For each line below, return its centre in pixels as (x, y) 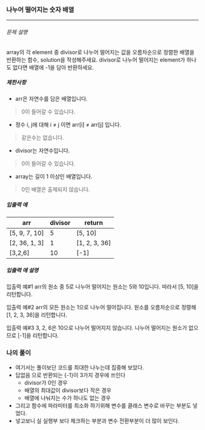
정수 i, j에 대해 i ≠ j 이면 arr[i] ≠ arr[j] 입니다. (68, 125)
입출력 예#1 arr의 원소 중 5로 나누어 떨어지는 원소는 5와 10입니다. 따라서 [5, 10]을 (103, 287)
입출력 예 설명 (22, 270)
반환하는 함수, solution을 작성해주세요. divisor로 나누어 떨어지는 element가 (96, 60)
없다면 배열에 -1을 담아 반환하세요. (53, 67)
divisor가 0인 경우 (46, 382)
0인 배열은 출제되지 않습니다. (56, 190)
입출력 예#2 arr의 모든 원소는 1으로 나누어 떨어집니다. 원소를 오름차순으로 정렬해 (101, 307)
